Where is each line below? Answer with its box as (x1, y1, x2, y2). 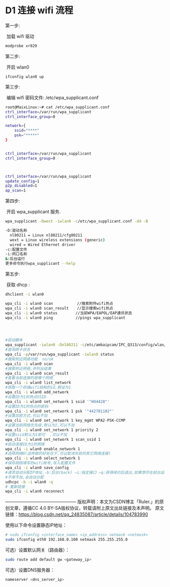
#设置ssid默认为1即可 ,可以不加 (5, 432, 67, 437)
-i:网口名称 (5, 252, 28, 257)
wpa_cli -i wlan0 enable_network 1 (5, 446, 80, 451)
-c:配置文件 (5, 247, 28, 252)
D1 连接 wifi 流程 (5, 5, 73, 16)
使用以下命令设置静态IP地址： (5, 522, 67, 529)
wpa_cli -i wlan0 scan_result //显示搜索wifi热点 (5, 305, 113, 311)
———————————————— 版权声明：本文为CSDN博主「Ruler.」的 (5, 499, 160, 505)
